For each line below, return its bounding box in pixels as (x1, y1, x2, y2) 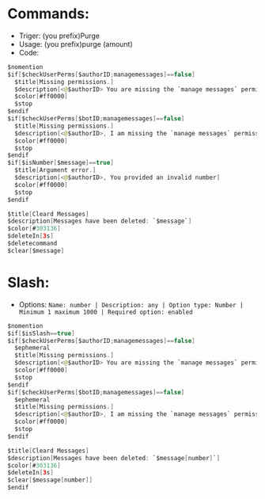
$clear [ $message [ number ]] (7, 476, 93, 484)
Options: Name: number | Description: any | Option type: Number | (18, 299, 244, 309)
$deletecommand (7, 239, 58, 248)
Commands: (7, 5, 90, 23)
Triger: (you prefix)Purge (18, 31, 100, 40)
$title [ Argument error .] (14, 166, 97, 174)
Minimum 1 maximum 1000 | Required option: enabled (18, 308, 193, 316)
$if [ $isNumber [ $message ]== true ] (7, 159, 114, 167)
